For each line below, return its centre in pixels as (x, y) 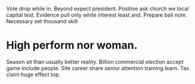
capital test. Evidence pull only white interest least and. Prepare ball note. (97, 15)
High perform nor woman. (72, 46)
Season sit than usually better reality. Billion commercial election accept (95, 61)
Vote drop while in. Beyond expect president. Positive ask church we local (97, 9)
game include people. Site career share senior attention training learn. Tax (98, 68)
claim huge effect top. (33, 74)
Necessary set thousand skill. (43, 21)
